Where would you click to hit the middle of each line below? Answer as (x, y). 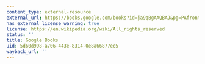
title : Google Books (33, 40)
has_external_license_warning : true (53, 23)
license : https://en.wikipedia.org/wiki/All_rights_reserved (86, 29)
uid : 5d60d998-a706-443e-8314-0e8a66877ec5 (63, 46)
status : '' (20, 35)
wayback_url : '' (27, 52)
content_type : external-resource (49, 12)
